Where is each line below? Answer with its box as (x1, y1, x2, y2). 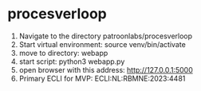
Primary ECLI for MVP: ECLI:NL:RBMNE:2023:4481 (18, 73, 186, 83)
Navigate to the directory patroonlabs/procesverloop (18, 31, 193, 41)
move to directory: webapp (18, 48, 108, 57)
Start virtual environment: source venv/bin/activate (18, 39, 187, 49)
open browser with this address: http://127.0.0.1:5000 (18, 65, 193, 74)
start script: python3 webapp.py (18, 57, 125, 66)
